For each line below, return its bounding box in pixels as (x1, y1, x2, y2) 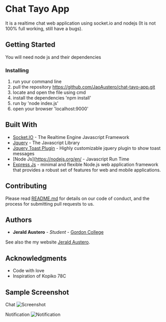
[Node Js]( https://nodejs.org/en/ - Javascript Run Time (12, 156, 129, 162)
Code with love (12, 268, 45, 274)
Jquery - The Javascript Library (12, 139, 80, 146)
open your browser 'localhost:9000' (12, 106, 88, 112)
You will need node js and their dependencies (5, 54, 101, 60)
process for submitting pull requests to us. (5, 200, 94, 207)
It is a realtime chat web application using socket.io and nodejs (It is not (5, 20, 156, 26)
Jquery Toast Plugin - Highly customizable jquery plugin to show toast (12, 145, 161, 151)
